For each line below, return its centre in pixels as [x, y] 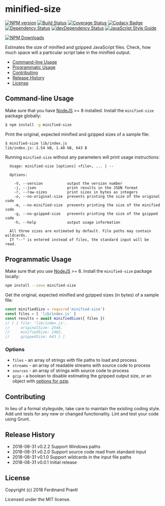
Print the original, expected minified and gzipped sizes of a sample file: [77, 134]
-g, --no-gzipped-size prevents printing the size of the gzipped [86, 214]
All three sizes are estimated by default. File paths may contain [81, 231]
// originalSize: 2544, [34, 328]
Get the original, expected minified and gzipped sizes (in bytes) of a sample [82, 295]
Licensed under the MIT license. [38, 499]
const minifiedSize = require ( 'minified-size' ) [55, 309]
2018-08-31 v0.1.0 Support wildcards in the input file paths [72, 457]
